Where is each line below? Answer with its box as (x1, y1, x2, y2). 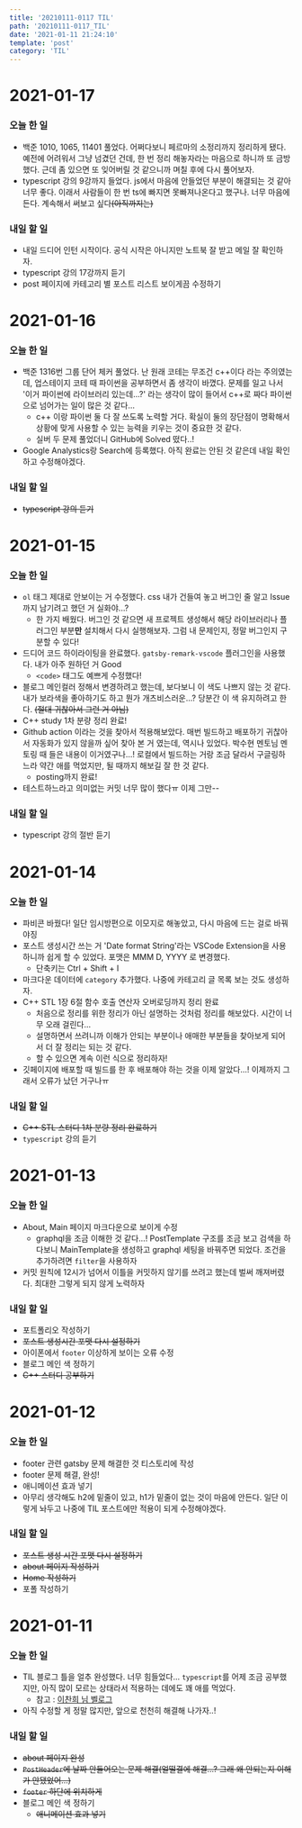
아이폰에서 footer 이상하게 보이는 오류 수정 (22, 1347, 174, 1358)
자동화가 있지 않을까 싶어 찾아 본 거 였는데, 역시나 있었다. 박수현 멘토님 (31, 738, 279, 748)
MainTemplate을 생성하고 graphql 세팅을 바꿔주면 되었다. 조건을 (59, 1244, 287, 1254)
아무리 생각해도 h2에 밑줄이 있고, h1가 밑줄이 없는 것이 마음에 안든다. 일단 (22, 1491, 279, 1502)
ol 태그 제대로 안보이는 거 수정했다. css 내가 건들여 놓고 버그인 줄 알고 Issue (22, 592, 290, 602)
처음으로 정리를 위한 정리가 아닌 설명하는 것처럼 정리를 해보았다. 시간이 (35, 1008, 283, 1018)
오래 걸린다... (45, 1018, 92, 1029)
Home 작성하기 (22, 1572, 76, 1583)
